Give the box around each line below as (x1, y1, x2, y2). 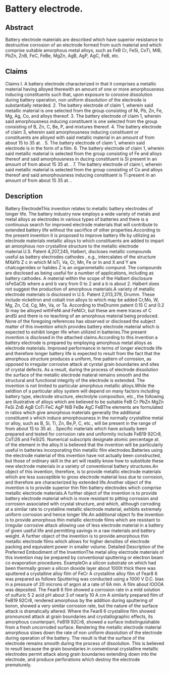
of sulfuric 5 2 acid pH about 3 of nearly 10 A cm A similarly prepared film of (5, 592, 164, 598)
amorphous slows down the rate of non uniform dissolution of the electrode (5, 630, 162, 636)
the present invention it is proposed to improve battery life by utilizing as (5, 232, 155, 238)
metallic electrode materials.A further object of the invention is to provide (5, 490, 157, 496)
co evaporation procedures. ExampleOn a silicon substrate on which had (5, 559, 156, 566)
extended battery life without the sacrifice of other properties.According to (5, 227, 160, 233)
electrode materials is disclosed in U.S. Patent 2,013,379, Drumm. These (5, 291, 155, 297)
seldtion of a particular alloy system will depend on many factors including (5, 388, 160, 394)
